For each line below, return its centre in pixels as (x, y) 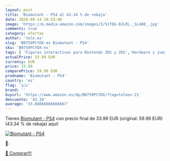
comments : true (21, 29)
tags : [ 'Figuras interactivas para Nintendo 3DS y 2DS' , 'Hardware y (80, 52)
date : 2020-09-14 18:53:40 (34, 19)
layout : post (19, 10)
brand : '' (16, 90)
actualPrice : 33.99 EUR (30, 57)
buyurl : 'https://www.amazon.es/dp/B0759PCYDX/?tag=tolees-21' (73, 95)
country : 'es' (20, 80)
